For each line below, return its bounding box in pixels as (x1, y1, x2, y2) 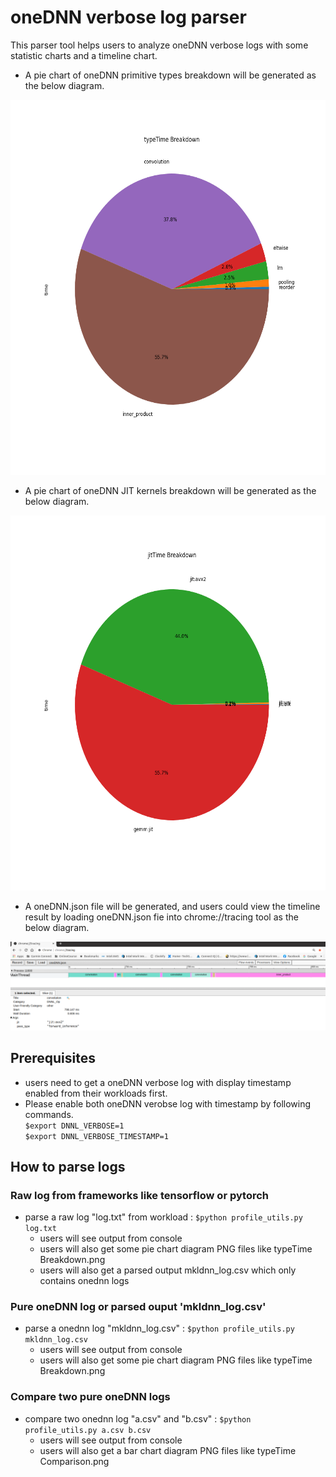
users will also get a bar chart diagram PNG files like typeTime (39, 1444, 297, 1456)
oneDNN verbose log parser (10, 6, 247, 29)
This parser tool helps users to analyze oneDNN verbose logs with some (10, 39, 309, 51)
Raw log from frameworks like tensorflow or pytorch (10, 1188, 270, 1202)
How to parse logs (10, 1158, 126, 1175)
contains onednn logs (39, 1275, 130, 1287)
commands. (24, 1108, 74, 1120)
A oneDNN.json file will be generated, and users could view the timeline (24, 900, 321, 912)
